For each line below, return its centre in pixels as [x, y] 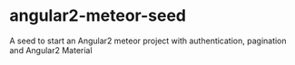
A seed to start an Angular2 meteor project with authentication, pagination [148, 41]
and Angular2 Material [51, 50]
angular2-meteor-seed [98, 16]
